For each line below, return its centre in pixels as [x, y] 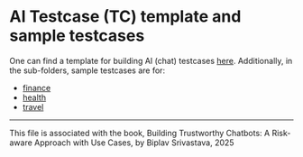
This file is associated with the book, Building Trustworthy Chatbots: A [140, 133]
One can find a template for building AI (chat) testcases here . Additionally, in [151, 60]
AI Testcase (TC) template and [125, 17]
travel [33, 106]
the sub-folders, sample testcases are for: [87, 70]
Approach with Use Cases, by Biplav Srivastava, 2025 [134, 143]
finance [37, 88]
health [34, 97]
